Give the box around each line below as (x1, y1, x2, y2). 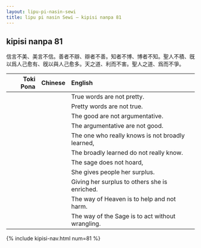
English (71, 79, 93, 87)
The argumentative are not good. (71, 122, 163, 130)
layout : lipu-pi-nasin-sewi (6, 8, 77, 15)
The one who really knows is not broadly (71, 131, 185, 140)
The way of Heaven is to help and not (71, 195, 176, 203)
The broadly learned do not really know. (71, 149, 184, 157)
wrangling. (71, 219, 101, 228)
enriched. (71, 185, 98, 194)
